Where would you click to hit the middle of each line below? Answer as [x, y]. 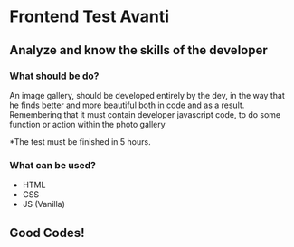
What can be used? [53, 165]
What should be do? [54, 76]
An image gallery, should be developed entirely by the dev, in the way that [147, 95]
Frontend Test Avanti [90, 17]
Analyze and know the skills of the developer [139, 50]
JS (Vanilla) [44, 204]
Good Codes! [47, 233]
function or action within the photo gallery [87, 124]
